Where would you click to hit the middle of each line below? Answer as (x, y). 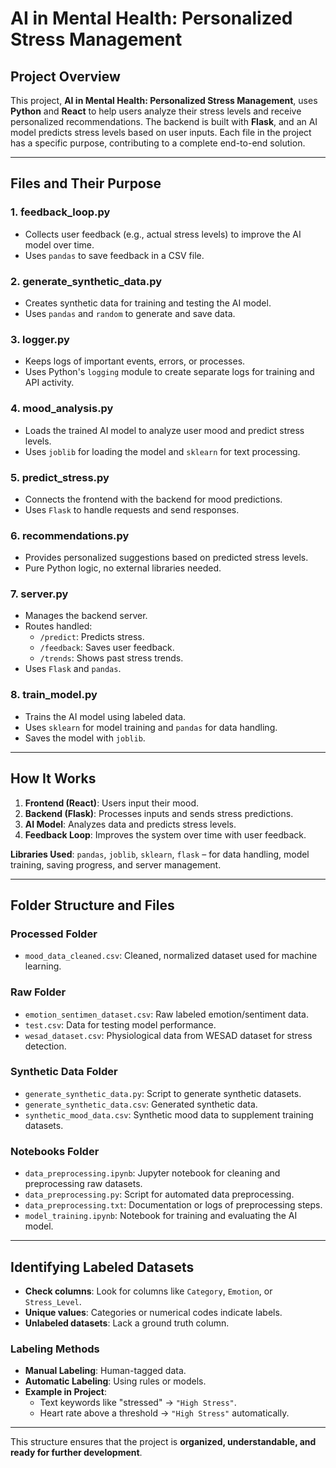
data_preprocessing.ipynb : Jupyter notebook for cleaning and (152, 1173)
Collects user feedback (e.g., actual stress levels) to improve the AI (163, 234)
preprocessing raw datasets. (83, 1184)
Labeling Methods (55, 1349)
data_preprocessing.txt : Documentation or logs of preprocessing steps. (173, 1205)
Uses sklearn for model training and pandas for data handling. (151, 727)
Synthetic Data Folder (64, 1072)
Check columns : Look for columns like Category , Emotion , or (148, 1291)
